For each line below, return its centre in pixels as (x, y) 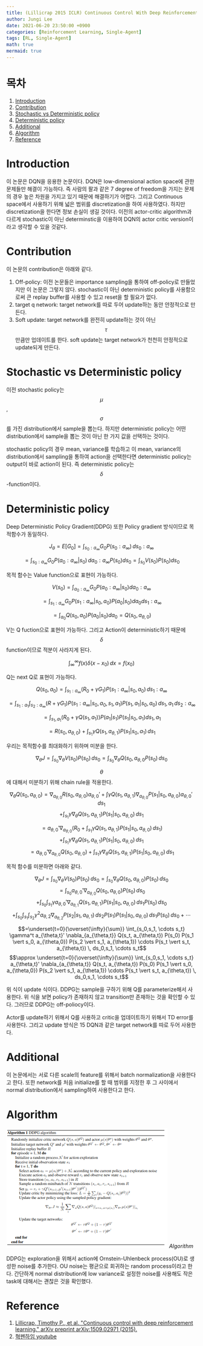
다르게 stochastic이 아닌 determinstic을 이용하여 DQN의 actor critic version (98, 219)
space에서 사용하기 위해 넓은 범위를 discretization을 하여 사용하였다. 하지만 (96, 204)
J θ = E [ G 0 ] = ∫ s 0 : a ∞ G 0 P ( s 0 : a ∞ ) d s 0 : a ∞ (101, 547)
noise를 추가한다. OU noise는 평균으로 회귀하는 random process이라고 (102, 1266)
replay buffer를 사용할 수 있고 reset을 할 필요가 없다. (95, 297)
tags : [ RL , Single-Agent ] (39, 38)
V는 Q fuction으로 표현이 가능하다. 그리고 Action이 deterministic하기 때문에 (96, 630)
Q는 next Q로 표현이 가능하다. (41, 677)
